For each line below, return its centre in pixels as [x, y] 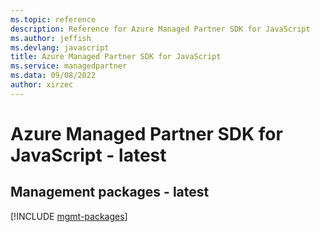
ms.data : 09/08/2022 [53, 76]
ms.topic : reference [53, 19]
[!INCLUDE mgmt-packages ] [69, 216]
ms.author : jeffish [51, 38]
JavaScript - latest [88, 155]
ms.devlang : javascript [60, 47]
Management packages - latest [110, 192]
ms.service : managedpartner [69, 66]
